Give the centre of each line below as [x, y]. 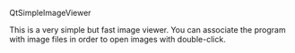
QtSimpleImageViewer [50, 13]
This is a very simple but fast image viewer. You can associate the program [147, 30]
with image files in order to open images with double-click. [117, 39]
